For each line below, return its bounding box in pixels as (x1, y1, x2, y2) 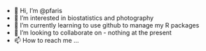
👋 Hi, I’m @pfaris (13, 7, 63, 14)
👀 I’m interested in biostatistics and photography (13, 14, 154, 22)
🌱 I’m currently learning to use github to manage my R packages (13, 21, 200, 29)
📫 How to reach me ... (13, 37, 79, 44)
